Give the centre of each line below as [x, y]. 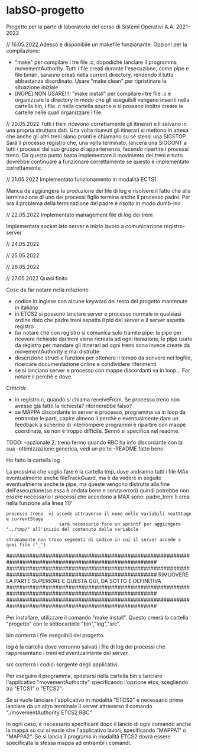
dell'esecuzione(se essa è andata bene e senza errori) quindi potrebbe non [98, 490]
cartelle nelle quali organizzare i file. [59, 112]
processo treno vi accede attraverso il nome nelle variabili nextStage [99, 514]
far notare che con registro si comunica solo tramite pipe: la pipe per [98, 332]
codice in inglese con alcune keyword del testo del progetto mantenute [101, 301]
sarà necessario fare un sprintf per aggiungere [120, 524]
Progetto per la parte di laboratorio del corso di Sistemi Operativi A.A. [90, 27]
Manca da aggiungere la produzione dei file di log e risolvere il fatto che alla [98, 190]
